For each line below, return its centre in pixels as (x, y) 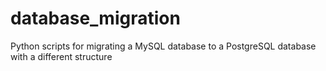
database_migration (95, 18)
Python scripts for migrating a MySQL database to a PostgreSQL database (163, 46)
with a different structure (61, 56)
